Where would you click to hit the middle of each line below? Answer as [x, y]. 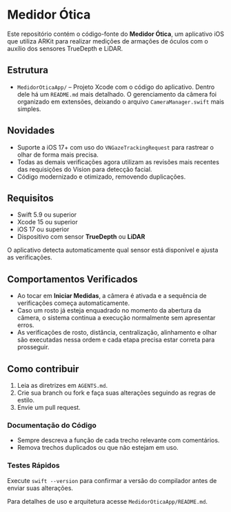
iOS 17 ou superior [43, 229]
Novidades [31, 131]
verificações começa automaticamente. [73, 303]
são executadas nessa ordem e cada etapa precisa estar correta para [116, 340]
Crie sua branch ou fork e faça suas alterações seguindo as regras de [116, 393]
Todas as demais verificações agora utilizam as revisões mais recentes [118, 161]
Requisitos [30, 198]
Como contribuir [43, 369]
